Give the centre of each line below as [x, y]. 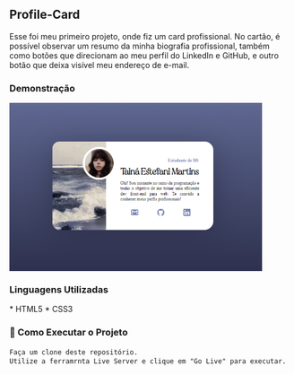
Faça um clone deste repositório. [74, 352]
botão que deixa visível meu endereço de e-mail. [99, 65]
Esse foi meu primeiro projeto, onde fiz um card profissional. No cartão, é [145, 36]
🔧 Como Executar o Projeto [69, 333]
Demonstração [43, 88]
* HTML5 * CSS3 [41, 310]
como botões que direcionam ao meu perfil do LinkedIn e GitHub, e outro [144, 55]
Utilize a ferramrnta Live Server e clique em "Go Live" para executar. [148, 361]
